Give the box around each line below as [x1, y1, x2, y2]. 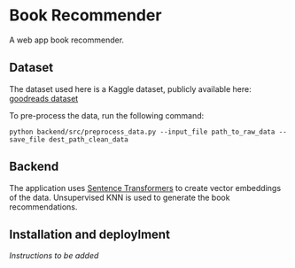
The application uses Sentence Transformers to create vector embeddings [9, 182, 282, 193]
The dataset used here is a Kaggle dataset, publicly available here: [9, 83, 252, 94]
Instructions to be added [9, 250, 99, 261]
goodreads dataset [9, 93, 79, 103]
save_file [9, 134, 46, 144]
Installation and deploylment [9, 226, 171, 241]
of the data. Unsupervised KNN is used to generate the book [9, 192, 230, 203]
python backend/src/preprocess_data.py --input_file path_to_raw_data [9, 127, 276, 136]
